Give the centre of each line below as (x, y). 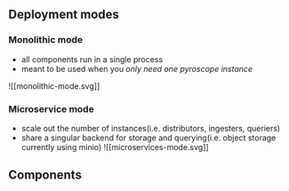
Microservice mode (51, 108)
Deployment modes (64, 15)
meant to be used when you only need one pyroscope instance (137, 68)
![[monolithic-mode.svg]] (54, 86)
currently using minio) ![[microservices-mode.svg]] (115, 147)
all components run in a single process (92, 59)
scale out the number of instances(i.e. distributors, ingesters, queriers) (151, 128)
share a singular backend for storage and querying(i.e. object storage (149, 138)
